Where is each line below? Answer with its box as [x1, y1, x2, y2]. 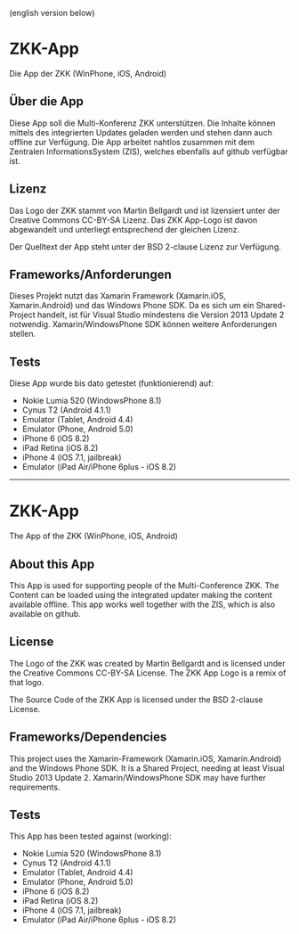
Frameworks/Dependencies [9, 730, 167, 745]
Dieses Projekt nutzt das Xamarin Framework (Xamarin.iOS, [9, 291, 227, 301]
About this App [9, 556, 95, 571]
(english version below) [9, 8, 95, 18]
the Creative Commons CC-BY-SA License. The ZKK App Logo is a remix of [9, 668, 287, 678]
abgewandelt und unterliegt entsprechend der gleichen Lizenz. [9, 224, 240, 234]
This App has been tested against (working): [9, 831, 172, 841]
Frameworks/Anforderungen [9, 266, 172, 282]
